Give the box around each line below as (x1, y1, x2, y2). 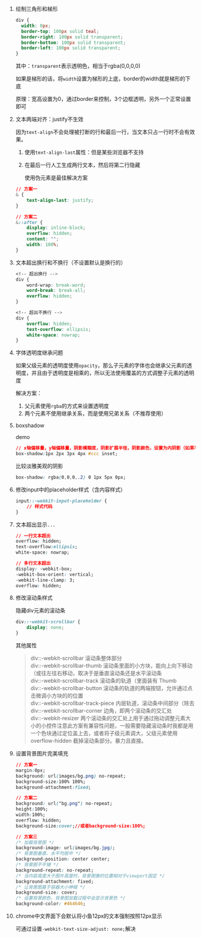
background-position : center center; (15, 856, 110, 862)
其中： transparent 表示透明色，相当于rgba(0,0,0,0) (15, 62, 141, 70)
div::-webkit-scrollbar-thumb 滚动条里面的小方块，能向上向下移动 (30, 662, 192, 669)
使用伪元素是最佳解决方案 (24, 174, 88, 181)
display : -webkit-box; (15, 566, 73, 572)
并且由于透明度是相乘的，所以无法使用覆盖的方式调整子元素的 (31, 369, 184, 377)
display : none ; (26, 625, 65, 631)
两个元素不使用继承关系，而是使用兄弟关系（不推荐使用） (24, 410, 167, 417)
